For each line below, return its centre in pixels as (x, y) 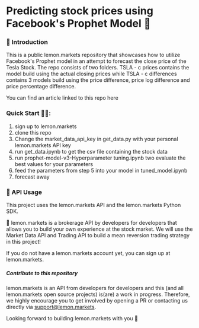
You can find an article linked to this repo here (62, 98)
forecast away (32, 177)
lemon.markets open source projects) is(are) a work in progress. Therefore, (98, 294)
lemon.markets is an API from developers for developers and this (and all (95, 288)
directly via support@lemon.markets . (51, 307)
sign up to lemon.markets (46, 126)
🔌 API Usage (24, 192)
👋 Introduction (27, 42)
